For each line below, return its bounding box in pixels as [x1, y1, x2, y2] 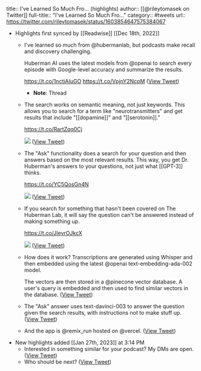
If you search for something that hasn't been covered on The [24, 205, 176, 212]
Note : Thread [33, 89, 67, 96]
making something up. [24, 218, 80, 225]
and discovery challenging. [24, 48, 92, 55]
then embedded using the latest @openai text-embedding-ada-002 [24, 260, 193, 267]
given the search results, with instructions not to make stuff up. [24, 309, 182, 316]
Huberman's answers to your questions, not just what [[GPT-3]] [24, 163, 183, 170]
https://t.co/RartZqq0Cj [24, 126, 83, 132]
